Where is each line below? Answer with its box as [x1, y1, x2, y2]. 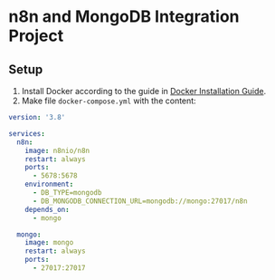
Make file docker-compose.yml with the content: [21, 95, 196, 106]
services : [8, 129, 46, 138]
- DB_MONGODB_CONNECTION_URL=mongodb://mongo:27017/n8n [32, 197, 248, 206]
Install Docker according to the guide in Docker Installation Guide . [21, 86, 267, 96]
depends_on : [24, 205, 70, 214]
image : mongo [24, 238, 74, 247]
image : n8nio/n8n [24, 146, 90, 155]
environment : [24, 179, 74, 189]
